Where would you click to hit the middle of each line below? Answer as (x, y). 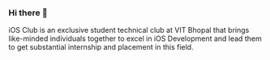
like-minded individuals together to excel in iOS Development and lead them (135, 38)
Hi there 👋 (28, 13)
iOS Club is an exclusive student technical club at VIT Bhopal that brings (129, 30)
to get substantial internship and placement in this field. (101, 47)
